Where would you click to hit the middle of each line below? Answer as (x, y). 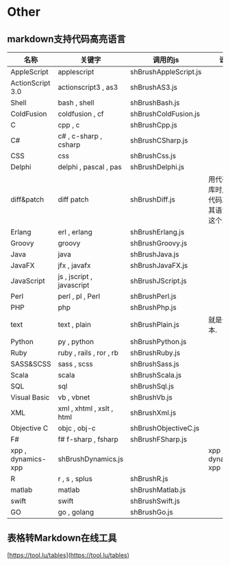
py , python (76, 342)
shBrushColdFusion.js (165, 114)
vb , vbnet (74, 397)
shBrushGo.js (151, 512)
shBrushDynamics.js (91, 459)
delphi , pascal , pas (90, 167)
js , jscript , (75, 276)
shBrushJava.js (154, 254)
